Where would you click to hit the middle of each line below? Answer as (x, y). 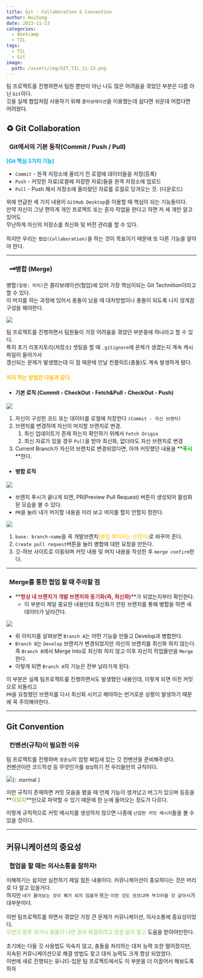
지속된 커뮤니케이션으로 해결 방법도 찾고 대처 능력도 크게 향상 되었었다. (89, 954)
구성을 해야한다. (25, 308)
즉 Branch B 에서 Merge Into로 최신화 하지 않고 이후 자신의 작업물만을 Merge (104, 651)
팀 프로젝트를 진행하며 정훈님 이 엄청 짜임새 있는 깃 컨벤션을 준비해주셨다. (91, 759)
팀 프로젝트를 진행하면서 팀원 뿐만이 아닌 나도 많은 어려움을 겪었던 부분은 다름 (97, 86)
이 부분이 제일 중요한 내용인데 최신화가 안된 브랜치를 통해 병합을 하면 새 (108, 604)
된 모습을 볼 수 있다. (38, 505)
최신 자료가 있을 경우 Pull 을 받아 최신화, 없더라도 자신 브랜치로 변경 (103, 441)
